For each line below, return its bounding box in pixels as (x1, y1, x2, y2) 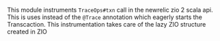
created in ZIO (7, 27, 48, 36)
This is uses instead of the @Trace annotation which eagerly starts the (7, 13, 203, 21)
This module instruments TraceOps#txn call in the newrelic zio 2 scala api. (7, 6, 213, 14)
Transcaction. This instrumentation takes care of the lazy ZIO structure (7, 20, 206, 28)
